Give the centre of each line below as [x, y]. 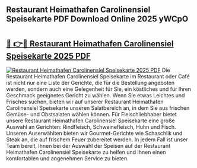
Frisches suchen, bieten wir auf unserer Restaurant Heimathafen [85, 102]
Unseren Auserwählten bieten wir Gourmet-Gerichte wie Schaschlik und [94, 133]
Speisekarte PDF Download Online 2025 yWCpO [97, 19]
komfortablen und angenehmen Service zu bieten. [67, 159]
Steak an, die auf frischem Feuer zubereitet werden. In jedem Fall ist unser [97, 140]
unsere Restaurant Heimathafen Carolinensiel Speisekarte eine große [90, 121]
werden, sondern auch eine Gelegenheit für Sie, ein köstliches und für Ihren [99, 89]
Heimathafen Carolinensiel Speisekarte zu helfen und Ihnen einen [86, 152]
